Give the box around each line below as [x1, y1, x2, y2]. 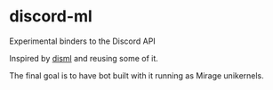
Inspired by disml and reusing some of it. [9, 53, 158, 63]
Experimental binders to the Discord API [9, 36, 156, 46]
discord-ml [9, 6, 93, 27]
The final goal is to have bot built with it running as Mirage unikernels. [9, 70, 264, 81]
